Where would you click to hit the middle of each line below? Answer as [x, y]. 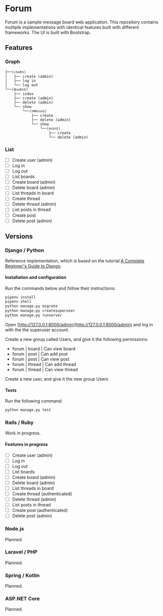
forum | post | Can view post [41, 359]
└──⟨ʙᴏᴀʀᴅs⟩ [17, 89]
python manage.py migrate [31, 306]
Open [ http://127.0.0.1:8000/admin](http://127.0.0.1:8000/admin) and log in [79, 324]
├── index [24, 94]
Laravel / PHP [21, 552]
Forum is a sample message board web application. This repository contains [82, 22]
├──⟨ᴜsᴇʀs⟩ [16, 72]
